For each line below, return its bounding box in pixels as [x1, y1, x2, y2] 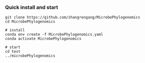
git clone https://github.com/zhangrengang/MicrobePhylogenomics [5, 15, 140, 20]
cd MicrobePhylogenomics [5, 19, 55, 24]
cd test [5, 49, 21, 54]
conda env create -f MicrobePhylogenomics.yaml [5, 32, 104, 37]
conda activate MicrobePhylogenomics [5, 36, 82, 42]
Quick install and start [5, 4, 58, 11]
